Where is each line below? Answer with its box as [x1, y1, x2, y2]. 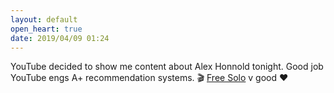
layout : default [10, 14, 78, 25]
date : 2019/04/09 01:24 [10, 33, 110, 43]
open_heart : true [10, 24, 83, 34]
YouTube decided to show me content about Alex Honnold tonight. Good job [10, 61, 324, 73]
